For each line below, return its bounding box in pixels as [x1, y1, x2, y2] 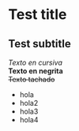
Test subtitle [8, 37, 71, 51]
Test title [8, 6, 67, 24]
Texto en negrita [8, 66, 63, 76]
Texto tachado [8, 75, 55, 84]
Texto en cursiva [8, 58, 63, 67]
